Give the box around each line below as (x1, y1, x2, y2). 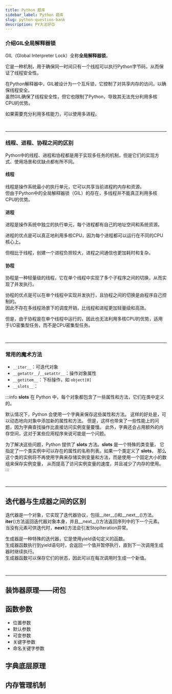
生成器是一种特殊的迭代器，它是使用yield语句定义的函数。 (5, 536, 128, 542)
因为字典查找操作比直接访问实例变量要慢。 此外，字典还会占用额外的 (14, 424, 159, 430)
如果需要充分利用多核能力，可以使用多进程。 (5, 111, 100, 117)
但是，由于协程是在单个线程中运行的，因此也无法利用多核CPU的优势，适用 (5, 316, 163, 322)
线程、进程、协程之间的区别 (5, 140, 74, 147)
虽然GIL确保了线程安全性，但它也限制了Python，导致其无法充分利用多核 (5, 93, 158, 100)
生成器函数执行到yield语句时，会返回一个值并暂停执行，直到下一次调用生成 (5, 542, 164, 548)
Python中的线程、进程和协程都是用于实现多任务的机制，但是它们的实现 (5, 152, 155, 158)
